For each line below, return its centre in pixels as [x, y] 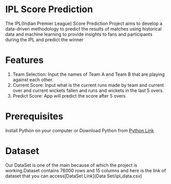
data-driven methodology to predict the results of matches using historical [83, 28]
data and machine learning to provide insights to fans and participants [79, 34]
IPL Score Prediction [49, 9]
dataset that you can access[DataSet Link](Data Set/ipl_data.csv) [74, 176]
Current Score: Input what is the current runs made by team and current [88, 85]
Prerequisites [34, 117]
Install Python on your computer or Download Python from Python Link [80, 130]
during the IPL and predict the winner [44, 40]
